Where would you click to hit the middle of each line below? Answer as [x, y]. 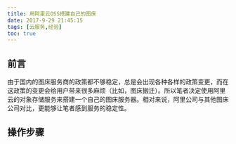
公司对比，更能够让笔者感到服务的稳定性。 [69, 108]
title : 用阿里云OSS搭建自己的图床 [52, 14]
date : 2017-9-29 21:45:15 [45, 20]
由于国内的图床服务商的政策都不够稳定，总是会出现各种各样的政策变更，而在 [118, 82]
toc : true [22, 33]
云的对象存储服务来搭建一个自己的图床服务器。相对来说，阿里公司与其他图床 [118, 100]
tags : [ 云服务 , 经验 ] [34, 27]
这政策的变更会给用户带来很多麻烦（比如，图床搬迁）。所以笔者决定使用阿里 [117, 91]
